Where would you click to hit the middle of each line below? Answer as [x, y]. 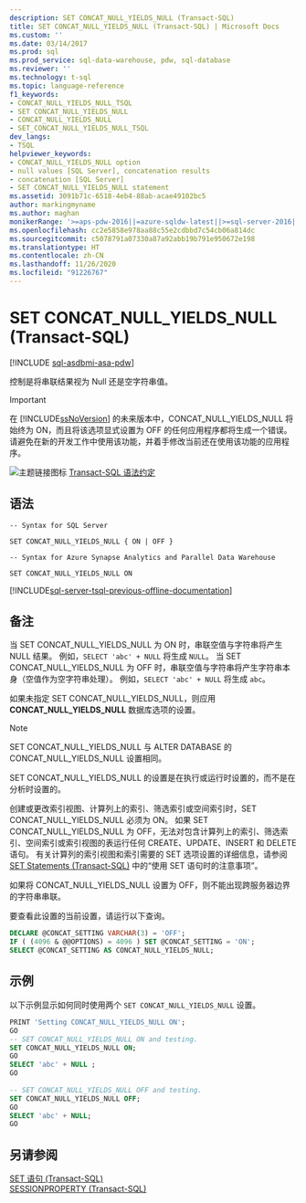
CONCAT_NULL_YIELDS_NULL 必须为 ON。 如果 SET [109, 820]
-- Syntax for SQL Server [58, 525]
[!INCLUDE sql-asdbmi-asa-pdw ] [72, 363]
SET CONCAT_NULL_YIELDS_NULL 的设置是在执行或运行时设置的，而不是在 [153, 778]
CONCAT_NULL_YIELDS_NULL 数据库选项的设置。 [105, 710]
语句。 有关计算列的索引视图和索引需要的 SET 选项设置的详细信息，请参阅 [148, 854]
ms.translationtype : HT [55, 248]
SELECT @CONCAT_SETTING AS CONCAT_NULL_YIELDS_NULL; [112, 951]
